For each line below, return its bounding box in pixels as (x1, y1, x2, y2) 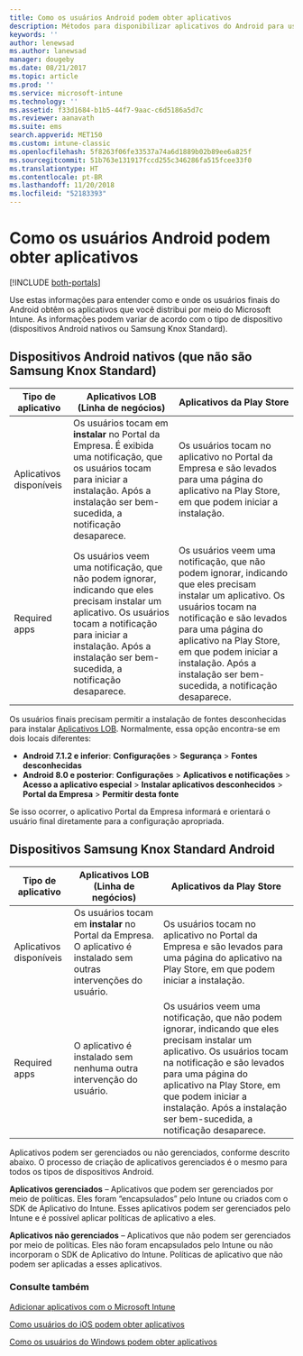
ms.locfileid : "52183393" (9, 189, 106, 198)
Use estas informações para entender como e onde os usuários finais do (9, 294, 280, 305)
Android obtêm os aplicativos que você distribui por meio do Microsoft (9, 304, 271, 315)
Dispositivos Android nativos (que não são (9, 349, 252, 365)
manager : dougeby (9, 55, 75, 64)
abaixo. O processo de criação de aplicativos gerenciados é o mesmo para (9, 1156, 288, 1168)
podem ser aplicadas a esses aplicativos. (9, 1259, 162, 1269)
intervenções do (73, 974, 142, 986)
